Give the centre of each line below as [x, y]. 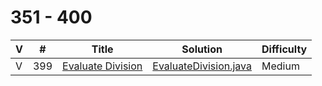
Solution [202, 49]
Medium [280, 66]
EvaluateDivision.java [202, 66]
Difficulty [284, 49]
